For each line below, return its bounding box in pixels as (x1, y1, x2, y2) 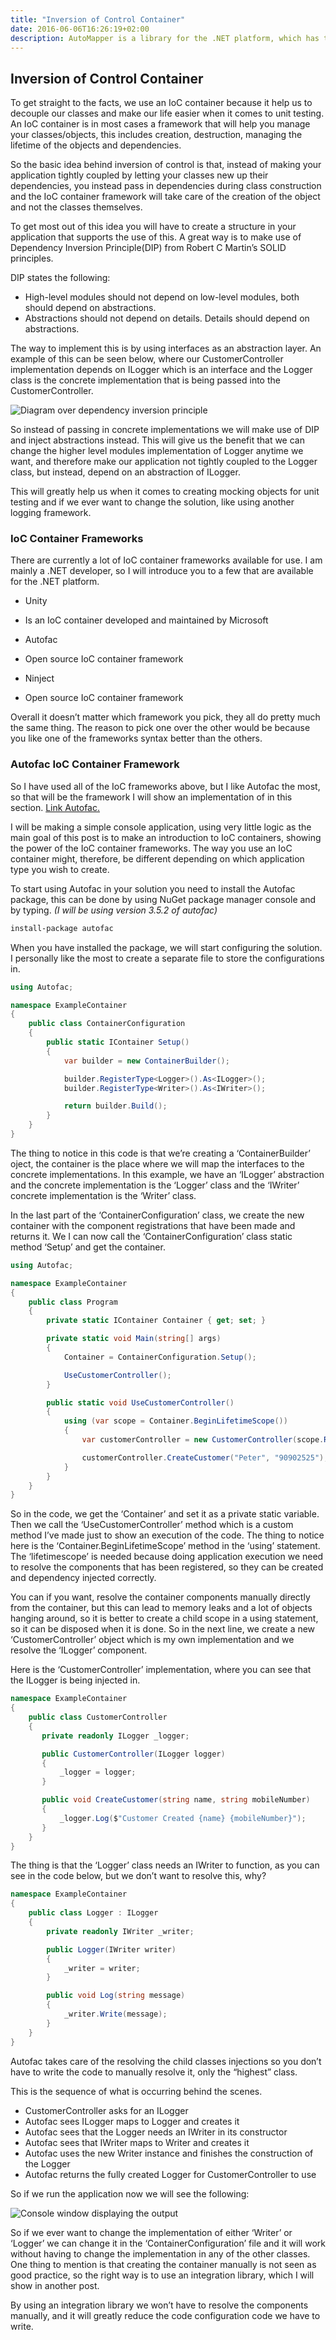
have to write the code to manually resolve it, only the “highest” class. (10, 2066, 298, 2078)
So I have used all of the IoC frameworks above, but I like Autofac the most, (10, 780, 321, 792)
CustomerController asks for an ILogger (24, 2104, 189, 2116)
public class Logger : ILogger (28, 1908, 159, 1918)
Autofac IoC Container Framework (10, 757, 180, 771)
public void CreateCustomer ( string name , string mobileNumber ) (41, 1795, 311, 1805)
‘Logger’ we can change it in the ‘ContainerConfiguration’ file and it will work (10, 2237, 326, 2249)
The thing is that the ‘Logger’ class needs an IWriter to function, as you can (10, 1859, 320, 1871)
